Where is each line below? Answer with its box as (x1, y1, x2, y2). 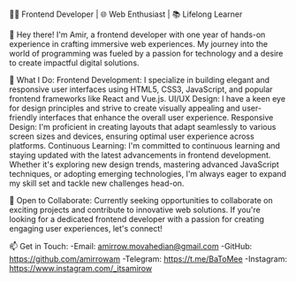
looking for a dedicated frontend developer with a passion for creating (9, 214, 265, 225)
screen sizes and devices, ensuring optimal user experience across (9, 131, 254, 141)
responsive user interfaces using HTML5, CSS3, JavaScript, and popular (9, 84, 273, 95)
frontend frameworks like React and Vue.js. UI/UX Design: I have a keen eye (9, 94, 285, 103)
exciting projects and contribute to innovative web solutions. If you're (9, 204, 261, 215)
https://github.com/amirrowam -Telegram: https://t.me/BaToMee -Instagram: (9, 254, 287, 264)
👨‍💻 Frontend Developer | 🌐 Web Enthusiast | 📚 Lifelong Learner (9, 9, 243, 19)
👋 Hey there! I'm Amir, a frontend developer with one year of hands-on (9, 29, 266, 40)
